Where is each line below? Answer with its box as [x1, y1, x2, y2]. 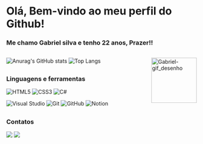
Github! [6, 17, 45, 31]
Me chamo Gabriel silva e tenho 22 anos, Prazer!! [6, 39, 153, 47]
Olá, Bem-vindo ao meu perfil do [6, 4, 172, 18]
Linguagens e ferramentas [6, 74, 86, 83]
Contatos [6, 117, 34, 126]
